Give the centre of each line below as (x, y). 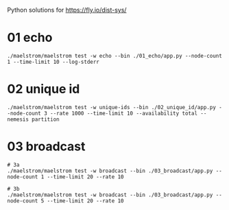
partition (46, 119)
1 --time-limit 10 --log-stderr (53, 62)
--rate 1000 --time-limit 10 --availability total (124, 113)
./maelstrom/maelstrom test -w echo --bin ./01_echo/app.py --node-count (115, 56)
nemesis (18, 119)
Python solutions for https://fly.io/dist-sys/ (67, 10)
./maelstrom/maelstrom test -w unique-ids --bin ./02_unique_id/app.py (111, 107)
